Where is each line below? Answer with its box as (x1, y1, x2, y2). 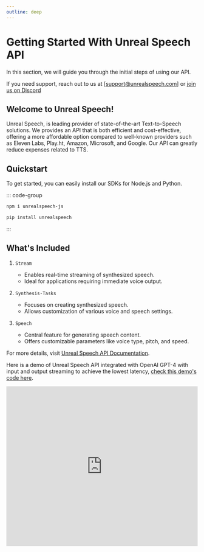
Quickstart (6, 164, 48, 174)
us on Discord (6, 86, 41, 94)
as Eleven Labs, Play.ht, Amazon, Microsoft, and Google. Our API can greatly (6, 139, 198, 147)
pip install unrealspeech (6, 214, 72, 221)
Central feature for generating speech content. (24, 331, 141, 338)
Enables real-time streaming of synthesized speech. (24, 271, 155, 278)
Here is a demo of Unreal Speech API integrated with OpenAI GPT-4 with (6, 361, 189, 368)
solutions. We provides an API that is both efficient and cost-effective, (6, 127, 182, 134)
